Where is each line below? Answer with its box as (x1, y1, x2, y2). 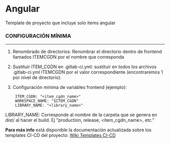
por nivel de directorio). (12, 74, 62, 81)
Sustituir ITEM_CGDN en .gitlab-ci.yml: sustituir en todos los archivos (12, 64, 157, 70)
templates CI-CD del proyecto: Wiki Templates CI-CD (5, 132, 116, 138)
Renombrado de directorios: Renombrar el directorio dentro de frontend (12, 49, 162, 55)
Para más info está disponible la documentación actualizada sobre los (5, 127, 152, 133)
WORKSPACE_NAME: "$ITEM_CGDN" (15, 99, 79, 104)
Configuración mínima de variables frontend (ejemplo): (12, 84, 127, 90)
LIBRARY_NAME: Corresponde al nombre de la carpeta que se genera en (5, 112, 157, 118)
